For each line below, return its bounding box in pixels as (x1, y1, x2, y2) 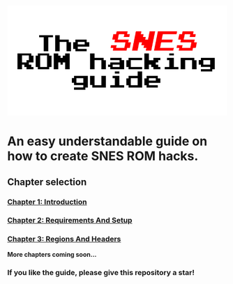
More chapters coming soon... (7, 250, 97, 258)
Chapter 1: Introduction (7, 197, 87, 207)
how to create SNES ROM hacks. (7, 149, 199, 164)
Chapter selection (7, 176, 87, 188)
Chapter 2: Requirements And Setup (7, 216, 133, 225)
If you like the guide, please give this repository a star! (7, 267, 195, 277)
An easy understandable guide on (7, 133, 208, 149)
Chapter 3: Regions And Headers (7, 234, 121, 244)
